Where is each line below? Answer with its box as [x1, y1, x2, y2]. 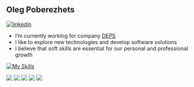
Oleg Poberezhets [6, 5, 75, 15]
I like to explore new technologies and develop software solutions [14, 38, 177, 45]
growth [14, 51, 33, 58]
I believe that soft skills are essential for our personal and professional [14, 45, 189, 52]
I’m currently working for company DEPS [14, 32, 116, 39]
